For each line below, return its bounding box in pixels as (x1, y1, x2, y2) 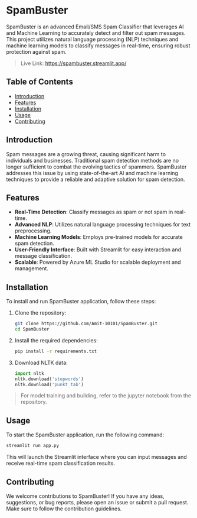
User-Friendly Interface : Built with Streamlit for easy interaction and (14, 246, 182, 253)
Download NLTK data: (14, 359, 68, 366)
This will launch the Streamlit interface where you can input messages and (6, 454, 187, 461)
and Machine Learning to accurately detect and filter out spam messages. (6, 29, 186, 36)
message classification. (14, 252, 73, 260)
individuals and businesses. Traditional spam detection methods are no (6, 157, 179, 164)
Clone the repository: (14, 309, 67, 316)
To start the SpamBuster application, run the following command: (6, 431, 165, 438)
